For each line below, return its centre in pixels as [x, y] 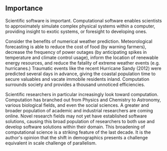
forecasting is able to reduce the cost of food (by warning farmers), [76, 47]
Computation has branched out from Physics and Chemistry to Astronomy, [83, 100]
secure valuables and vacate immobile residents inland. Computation [77, 79]
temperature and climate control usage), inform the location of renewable [82, 57]
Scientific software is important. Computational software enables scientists [84, 20]
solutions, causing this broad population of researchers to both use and [80, 121]
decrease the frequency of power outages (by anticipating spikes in [76, 52]
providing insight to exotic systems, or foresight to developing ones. [76, 31]
